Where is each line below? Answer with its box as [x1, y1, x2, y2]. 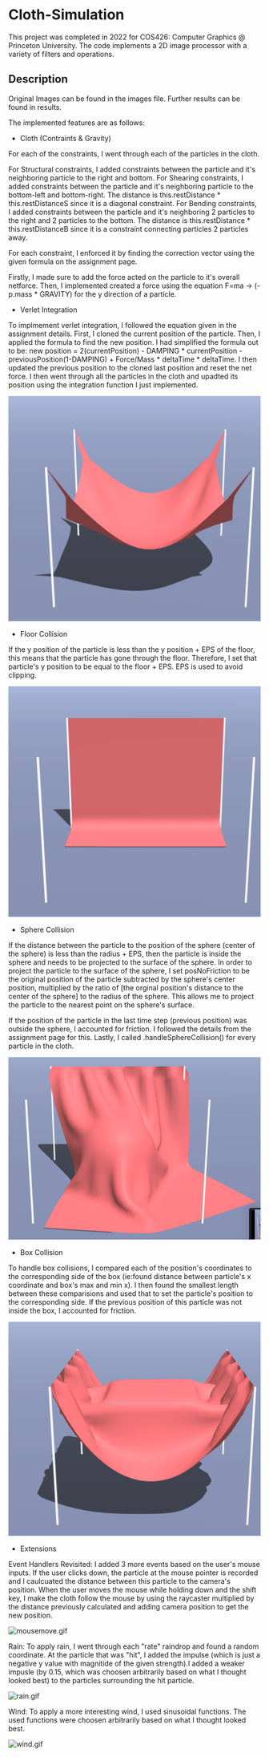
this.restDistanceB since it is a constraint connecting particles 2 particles [8, 224, 249, 233]
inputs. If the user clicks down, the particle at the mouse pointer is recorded [8, 1568, 259, 1577]
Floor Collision [19, 629, 68, 638]
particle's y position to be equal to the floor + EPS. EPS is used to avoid [8, 662, 243, 671]
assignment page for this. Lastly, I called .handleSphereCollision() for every [8, 1033, 256, 1042]
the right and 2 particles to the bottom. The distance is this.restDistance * [8, 215, 251, 225]
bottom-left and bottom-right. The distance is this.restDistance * [8, 190, 221, 200]
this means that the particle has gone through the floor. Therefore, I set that [8, 653, 258, 662]
